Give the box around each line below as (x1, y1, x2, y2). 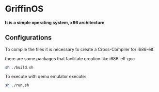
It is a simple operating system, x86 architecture (5, 19, 105, 25)
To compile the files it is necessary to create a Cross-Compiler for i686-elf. (5, 46, 155, 52)
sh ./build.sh (5, 65, 34, 70)
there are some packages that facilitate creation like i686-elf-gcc (5, 55, 135, 61)
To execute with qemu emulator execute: (5, 74, 86, 79)
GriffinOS (5, 3, 44, 14)
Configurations (5, 34, 52, 42)
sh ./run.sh (5, 83, 29, 88)
